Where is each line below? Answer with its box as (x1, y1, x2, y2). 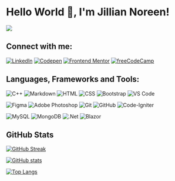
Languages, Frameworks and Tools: (6, 74, 140, 84)
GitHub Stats (6, 130, 54, 140)
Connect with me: (6, 41, 73, 52)
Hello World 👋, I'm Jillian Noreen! (6, 5, 170, 19)
